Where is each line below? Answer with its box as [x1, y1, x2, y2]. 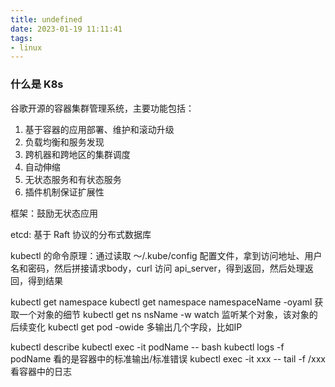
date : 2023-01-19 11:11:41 [10, 24, 123, 34]
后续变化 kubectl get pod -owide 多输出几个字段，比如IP [10, 321, 243, 333]
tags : [10, 33, 33, 43]
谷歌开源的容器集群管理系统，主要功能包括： [10, 102, 195, 114]
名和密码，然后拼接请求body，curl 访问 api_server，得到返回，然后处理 [10, 262, 305, 274]
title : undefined [10, 14, 83, 25]
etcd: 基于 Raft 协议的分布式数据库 [10, 228, 152, 240]
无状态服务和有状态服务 [24, 173, 122, 185]
